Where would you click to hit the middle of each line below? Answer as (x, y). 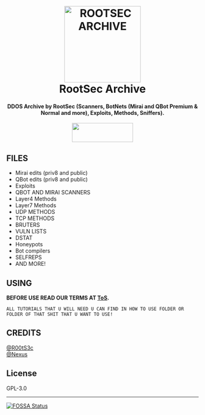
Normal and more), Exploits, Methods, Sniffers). (103, 112)
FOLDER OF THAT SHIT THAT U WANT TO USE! (60, 314)
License (22, 374)
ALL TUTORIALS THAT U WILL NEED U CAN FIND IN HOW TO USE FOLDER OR (95, 309)
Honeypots (29, 244)
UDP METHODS (35, 212)
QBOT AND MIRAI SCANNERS (53, 193)
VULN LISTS (31, 232)
